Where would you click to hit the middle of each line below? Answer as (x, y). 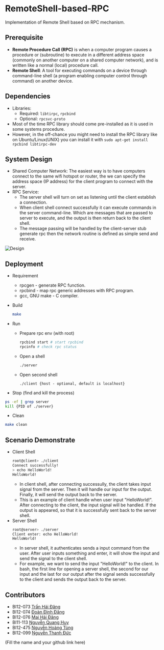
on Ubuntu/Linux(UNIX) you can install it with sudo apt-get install (80, 139)
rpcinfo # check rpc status (48, 347)
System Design (29, 159)
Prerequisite (24, 38)
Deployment (24, 264)
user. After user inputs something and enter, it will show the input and (89, 553)
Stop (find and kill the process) (43, 393)
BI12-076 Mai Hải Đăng (35, 617)
